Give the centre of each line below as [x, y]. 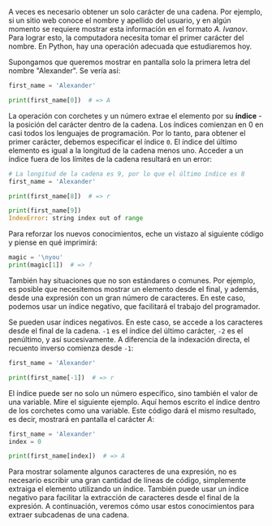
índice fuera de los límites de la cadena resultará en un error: [110, 159]
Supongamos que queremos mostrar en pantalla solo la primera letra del [130, 62]
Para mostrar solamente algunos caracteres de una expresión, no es [123, 472]
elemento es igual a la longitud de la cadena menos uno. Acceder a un [126, 150]
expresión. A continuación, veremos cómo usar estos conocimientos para [132, 506]
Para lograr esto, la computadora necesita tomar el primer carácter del [126, 37]
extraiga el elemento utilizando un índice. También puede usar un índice [129, 489]
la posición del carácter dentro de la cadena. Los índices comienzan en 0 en [136, 124]
